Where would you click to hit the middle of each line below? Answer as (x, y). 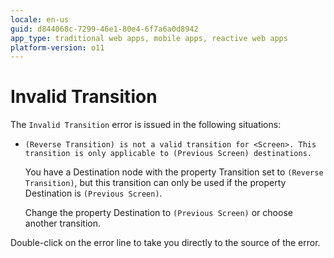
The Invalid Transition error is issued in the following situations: (146, 125)
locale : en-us (40, 19)
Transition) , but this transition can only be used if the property (155, 183)
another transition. (62, 223)
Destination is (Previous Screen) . (93, 193)
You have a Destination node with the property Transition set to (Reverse (174, 172)
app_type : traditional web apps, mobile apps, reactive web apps (149, 38)
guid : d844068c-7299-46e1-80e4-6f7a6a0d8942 (104, 29)
